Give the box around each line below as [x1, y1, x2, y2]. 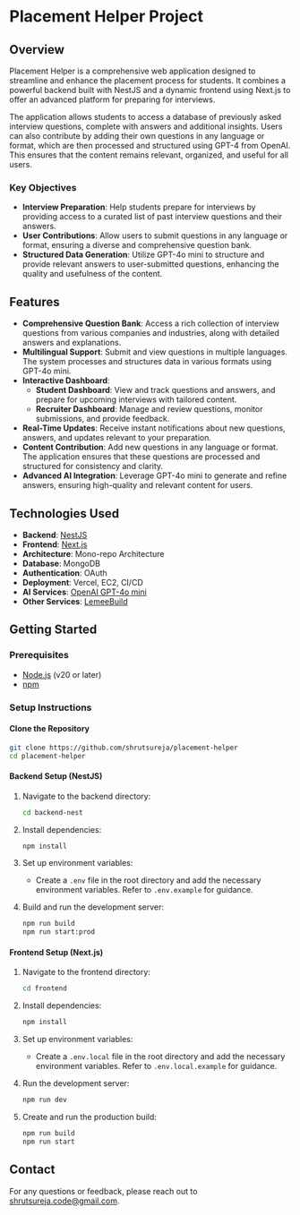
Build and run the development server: [21, 902, 164, 912]
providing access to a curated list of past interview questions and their [21, 211, 283, 222]
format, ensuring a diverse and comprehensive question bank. [21, 240, 253, 251]
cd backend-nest [21, 808, 83, 817]
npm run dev [21, 1095, 67, 1105]
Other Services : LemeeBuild [21, 595, 128, 606]
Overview [9, 42, 65, 57]
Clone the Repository [9, 723, 90, 734]
